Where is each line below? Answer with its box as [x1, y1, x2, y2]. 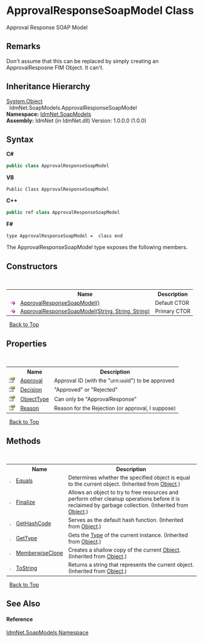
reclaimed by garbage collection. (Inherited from [68, 501, 188, 509]
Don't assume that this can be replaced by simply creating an [6, 57, 159, 64]
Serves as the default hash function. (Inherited [68, 517, 184, 524]
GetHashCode [16, 520, 51, 527]
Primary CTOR [155, 307, 191, 315]
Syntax [6, 134, 34, 144]
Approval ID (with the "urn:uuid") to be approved [54, 377, 175, 384]
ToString [16, 564, 37, 572]
